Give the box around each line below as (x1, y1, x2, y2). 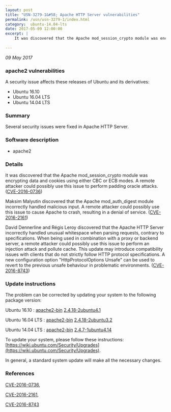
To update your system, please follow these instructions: (5, 337, 124, 343)
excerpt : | (5, 31, 28, 36)
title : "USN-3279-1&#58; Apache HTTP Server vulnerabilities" (5, 12, 140, 17)
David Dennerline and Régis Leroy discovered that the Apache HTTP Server (5, 224, 164, 230)
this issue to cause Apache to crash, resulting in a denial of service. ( (5, 209, 150, 215)
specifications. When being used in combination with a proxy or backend (5, 235, 158, 241)
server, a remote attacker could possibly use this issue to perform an (5, 240, 150, 247)
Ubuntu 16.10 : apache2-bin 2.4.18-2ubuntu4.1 (5, 307, 101, 313)
